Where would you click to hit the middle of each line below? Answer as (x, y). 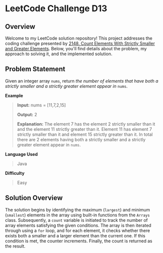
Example (14, 95)
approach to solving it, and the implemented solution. (59, 54)
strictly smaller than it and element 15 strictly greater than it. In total (85, 134)
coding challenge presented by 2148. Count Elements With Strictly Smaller (80, 43)
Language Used (22, 154)
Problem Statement (35, 69)
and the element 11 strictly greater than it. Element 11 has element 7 (84, 129)
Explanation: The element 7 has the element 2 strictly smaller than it (86, 124)
